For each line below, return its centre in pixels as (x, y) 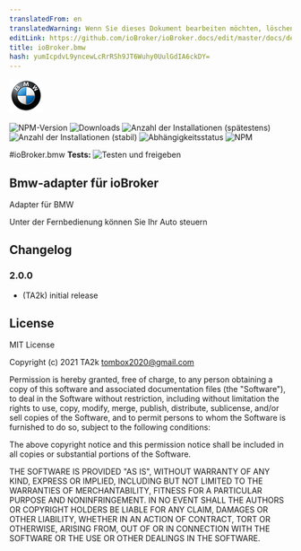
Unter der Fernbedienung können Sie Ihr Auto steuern (108, 222)
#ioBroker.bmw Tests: (50, 155)
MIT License (32, 345)
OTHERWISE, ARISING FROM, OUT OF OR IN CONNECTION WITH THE (140, 529)
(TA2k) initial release (60, 295)
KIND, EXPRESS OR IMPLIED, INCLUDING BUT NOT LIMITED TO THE (136, 481)
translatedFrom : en (46, 19)
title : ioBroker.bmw (48, 48)
